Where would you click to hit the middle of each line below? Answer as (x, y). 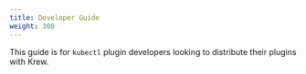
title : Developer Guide (55, 18)
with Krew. (29, 61)
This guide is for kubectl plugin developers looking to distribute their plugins (153, 51)
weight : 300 (32, 26)
